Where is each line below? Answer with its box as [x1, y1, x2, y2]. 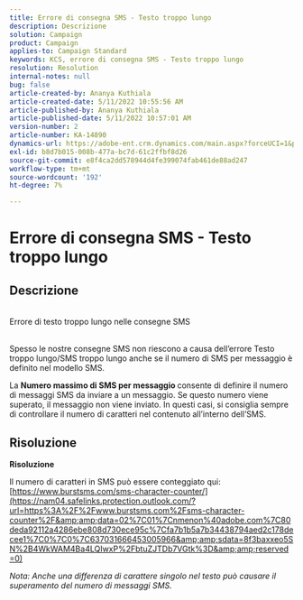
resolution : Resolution [9, 64, 99, 73]
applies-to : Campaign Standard [9, 47, 127, 56]
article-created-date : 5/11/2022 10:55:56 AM [9, 97, 183, 106]
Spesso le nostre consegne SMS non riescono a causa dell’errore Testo [9, 344, 275, 355]
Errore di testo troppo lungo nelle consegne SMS [9, 317, 191, 328]
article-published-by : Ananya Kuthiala [9, 106, 160, 115]
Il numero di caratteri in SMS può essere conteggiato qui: [9, 475, 221, 487]
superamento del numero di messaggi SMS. [9, 579, 173, 591]
